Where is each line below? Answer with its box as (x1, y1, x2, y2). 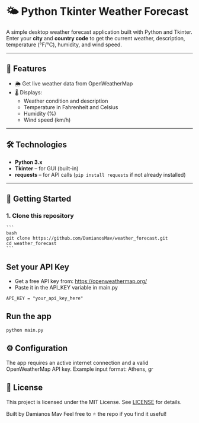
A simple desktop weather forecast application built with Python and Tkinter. (6, 28, 192, 36)
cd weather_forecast (6, 241, 57, 247)
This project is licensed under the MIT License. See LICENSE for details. (6, 398, 182, 405)
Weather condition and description (23, 97, 108, 104)
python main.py (6, 327, 44, 333)
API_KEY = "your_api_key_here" (6, 295, 84, 301)
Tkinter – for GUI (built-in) (14, 164, 79, 172)
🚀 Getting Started (6, 193, 72, 203)
